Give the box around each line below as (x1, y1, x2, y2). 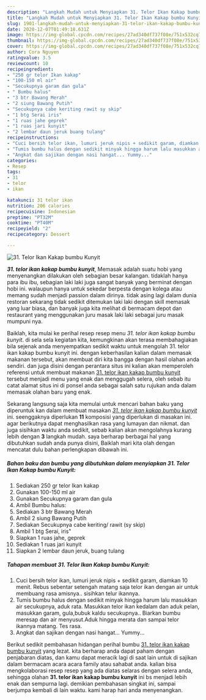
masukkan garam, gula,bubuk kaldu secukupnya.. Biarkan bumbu (15, 609, 181, 616)
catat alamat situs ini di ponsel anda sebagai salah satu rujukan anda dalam (7, 381, 197, 389)
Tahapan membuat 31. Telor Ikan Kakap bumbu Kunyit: (7, 561, 150, 569)
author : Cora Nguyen (7, 49, 60, 55)
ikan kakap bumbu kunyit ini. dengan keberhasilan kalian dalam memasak (7, 349, 192, 356)
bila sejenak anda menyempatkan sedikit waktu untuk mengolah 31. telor (7, 342, 189, 350)
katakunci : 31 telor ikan (7, 197, 73, 203)
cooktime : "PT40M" (7, 220, 54, 226)
